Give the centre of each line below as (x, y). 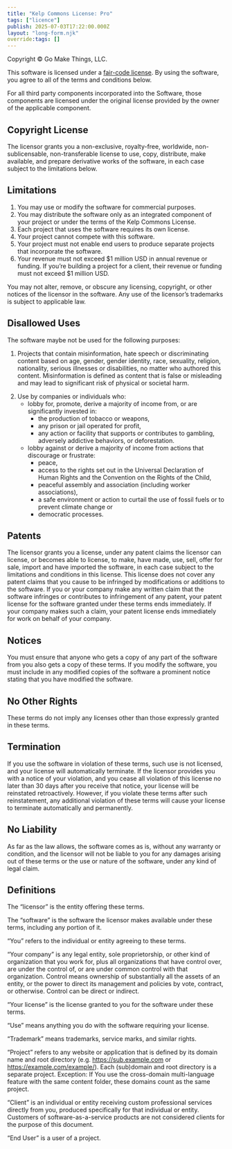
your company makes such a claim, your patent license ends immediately (112, 611)
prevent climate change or (75, 507)
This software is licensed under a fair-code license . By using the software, (113, 73)
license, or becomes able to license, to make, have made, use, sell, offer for (115, 560)
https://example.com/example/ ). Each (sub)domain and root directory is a (112, 1067)
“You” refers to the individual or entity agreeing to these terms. (97, 941)
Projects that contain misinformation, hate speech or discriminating (113, 353)
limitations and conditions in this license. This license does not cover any (111, 574)
